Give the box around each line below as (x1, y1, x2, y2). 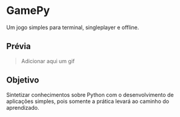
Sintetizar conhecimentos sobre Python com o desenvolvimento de (6, 91, 174, 98)
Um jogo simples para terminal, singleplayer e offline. (6, 24, 139, 31)
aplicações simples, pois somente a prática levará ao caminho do (6, 98, 170, 105)
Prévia (6, 41, 32, 52)
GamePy (6, 4, 50, 18)
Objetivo (6, 75, 39, 85)
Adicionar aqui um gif (21, 57, 75, 64)
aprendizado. (6, 104, 39, 111)
